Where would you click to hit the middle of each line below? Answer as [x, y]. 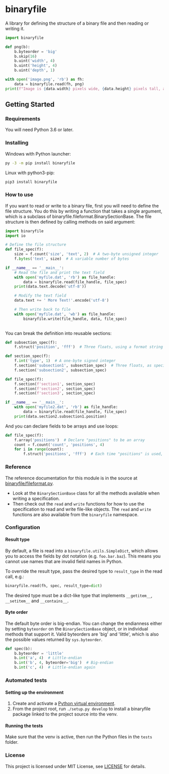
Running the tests [24, 726]
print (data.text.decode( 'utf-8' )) [50, 287]
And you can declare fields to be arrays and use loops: [62, 426]
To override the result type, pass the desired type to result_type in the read [84, 571]
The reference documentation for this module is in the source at [71, 478]
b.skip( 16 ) [26, 56]
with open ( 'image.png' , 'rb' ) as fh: [45, 80]
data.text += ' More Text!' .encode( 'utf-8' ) [62, 301]
